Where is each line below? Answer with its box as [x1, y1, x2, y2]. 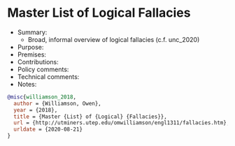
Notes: [17, 80, 37, 88]
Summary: [17, 28, 48, 36]
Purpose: [17, 43, 44, 51]
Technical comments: [17, 72, 80, 81]
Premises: [17, 50, 47, 59]
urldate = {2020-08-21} [13, 126, 83, 133]
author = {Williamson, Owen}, [13, 100, 101, 107]
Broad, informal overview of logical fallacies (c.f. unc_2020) [27, 35, 200, 43]
